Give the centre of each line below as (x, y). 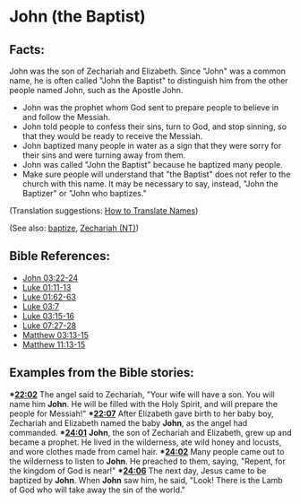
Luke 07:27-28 (49, 326)
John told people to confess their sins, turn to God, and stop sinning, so (154, 126)
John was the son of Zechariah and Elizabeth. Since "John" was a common (148, 71)
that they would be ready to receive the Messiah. (112, 136)
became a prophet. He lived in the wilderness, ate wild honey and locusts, (146, 442)
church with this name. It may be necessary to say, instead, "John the (150, 184)
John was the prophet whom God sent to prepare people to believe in (150, 108)
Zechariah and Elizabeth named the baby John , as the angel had (129, 422)
